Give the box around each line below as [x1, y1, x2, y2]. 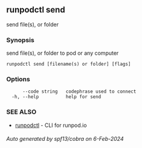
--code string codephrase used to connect [22, 88, 137, 95]
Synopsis [6, 35, 34, 44]
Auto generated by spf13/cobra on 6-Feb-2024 [6, 135, 124, 143]
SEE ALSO [6, 108, 37, 116]
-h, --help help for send [11, 94, 102, 100]
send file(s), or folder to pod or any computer [6, 49, 119, 57]
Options [6, 75, 30, 84]
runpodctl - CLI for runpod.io [15, 122, 87, 129]
